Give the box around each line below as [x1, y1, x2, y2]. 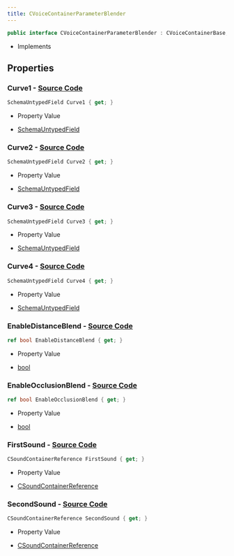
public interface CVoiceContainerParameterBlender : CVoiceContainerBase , [7, 29, 229, 36]
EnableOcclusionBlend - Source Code [7, 380, 137, 390]
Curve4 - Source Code [7, 261, 85, 271]
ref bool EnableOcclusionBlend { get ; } [7, 396, 127, 404]
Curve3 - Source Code [7, 202, 85, 212]
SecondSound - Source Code [7, 499, 108, 509]
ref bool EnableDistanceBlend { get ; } [7, 337, 123, 344]
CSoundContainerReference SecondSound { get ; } [7, 515, 148, 522]
